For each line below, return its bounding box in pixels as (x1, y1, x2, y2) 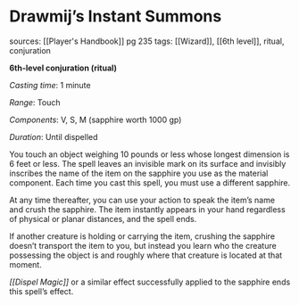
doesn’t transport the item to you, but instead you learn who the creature (9, 240, 277, 251)
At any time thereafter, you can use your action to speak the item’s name (9, 194, 275, 205)
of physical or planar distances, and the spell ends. (9, 213, 197, 224)
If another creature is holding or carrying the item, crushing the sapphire (9, 230, 275, 242)
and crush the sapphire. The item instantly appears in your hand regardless (9, 203, 286, 215)
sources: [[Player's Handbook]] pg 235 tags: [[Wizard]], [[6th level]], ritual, (9, 36, 285, 46)
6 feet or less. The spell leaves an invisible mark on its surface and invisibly (9, 158, 287, 169)
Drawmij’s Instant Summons (9, 6, 222, 27)
